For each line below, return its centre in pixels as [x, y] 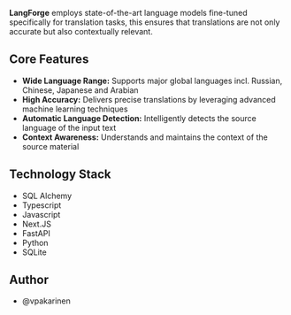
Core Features [49, 60]
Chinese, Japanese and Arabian [80, 90]
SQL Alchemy [47, 196]
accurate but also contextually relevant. [81, 31]
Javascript [41, 214]
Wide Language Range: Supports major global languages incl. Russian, [152, 81]
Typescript [42, 205]
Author [29, 280]
